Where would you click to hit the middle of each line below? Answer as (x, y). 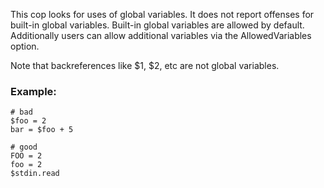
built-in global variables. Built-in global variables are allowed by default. (157, 25)
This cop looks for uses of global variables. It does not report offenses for (162, 14)
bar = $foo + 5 (42, 130)
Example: (33, 91)
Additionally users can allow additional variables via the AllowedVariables (161, 35)
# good (24, 147)
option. (25, 46)
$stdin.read (35, 174)
